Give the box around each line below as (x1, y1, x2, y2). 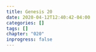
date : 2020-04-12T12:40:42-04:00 (6, 14, 91, 20)
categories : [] (6, 20, 45, 26)
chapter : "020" (6, 31, 45, 37)
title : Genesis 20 (6, 8, 53, 15)
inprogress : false (6, 36, 53, 42)
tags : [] (6, 25, 28, 32)
